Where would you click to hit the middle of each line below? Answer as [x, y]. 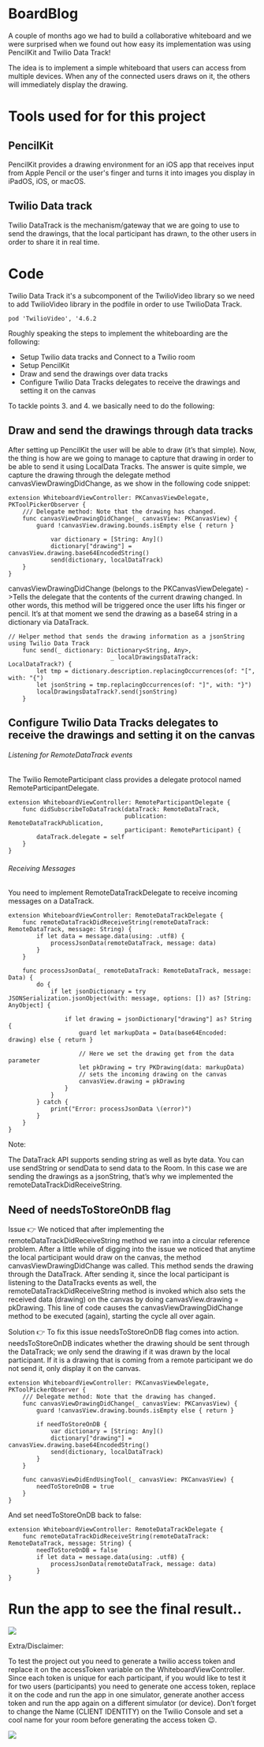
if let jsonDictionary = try [98, 992]
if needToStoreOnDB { [72, 1425]
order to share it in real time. [54, 242]
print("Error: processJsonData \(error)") [121, 1109]
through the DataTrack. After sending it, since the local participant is [119, 1274]
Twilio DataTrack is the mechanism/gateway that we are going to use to [124, 225]
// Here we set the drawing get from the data [156, 1054]
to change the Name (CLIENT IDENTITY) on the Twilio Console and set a [126, 1711]
